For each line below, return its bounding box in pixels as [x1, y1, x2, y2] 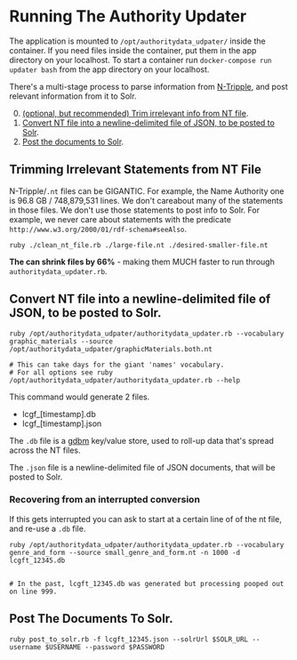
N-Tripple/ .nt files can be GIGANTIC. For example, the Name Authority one [9, 185, 285, 197]
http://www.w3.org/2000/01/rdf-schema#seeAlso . [9, 223, 188, 234]
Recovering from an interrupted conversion [9, 494, 200, 506]
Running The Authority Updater [9, 6, 247, 27]
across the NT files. [9, 445, 82, 455]
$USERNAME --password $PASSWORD [44, 642, 165, 651]
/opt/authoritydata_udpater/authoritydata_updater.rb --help [9, 375, 241, 384]
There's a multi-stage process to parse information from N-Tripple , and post [9, 81, 289, 92]
